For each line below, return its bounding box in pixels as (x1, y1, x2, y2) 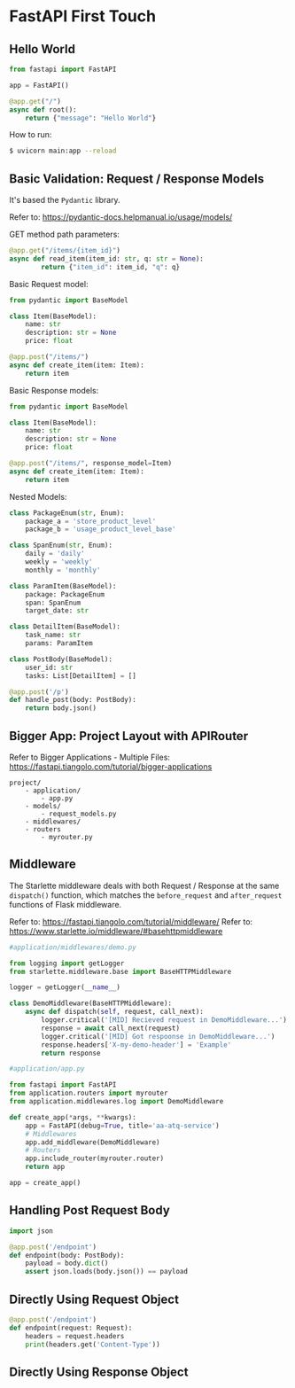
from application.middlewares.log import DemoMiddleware (9, 1097, 224, 1106)
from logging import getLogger (9, 959, 125, 968)
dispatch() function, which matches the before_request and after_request (9, 889, 283, 901)
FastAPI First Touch (9, 6, 157, 27)
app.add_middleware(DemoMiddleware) (25, 1137, 161, 1147)
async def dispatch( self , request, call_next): (25, 1008, 204, 1017)
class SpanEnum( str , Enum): (9, 541, 113, 550)
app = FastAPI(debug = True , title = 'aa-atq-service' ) (25, 1121, 220, 1130)
